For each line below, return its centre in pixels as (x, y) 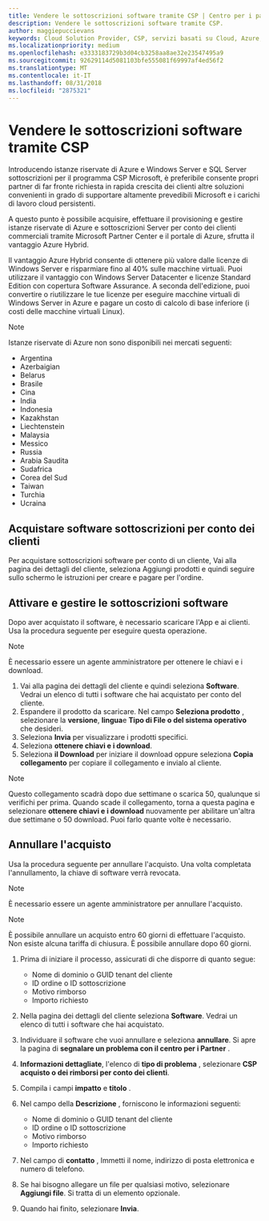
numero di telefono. (52, 1169)
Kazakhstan (39, 418)
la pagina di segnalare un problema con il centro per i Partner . (125, 1048)
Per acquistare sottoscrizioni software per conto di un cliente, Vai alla (122, 561)
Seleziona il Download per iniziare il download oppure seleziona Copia (137, 754)
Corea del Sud (44, 478)
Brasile (31, 384)
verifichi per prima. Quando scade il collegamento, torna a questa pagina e (132, 802)
